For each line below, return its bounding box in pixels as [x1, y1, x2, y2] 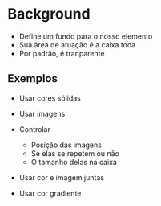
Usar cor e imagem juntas [18, 172, 105, 182]
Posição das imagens [30, 140, 102, 150]
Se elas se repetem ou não [30, 148, 119, 158]
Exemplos [7, 72, 58, 85]
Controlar [18, 124, 51, 134]
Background [7, 5, 91, 23]
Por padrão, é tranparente [18, 48, 105, 58]
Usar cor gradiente [18, 188, 82, 198]
